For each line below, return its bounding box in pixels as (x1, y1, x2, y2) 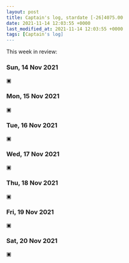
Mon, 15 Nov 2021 (6, 92, 59, 101)
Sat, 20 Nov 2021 (6, 236, 58, 245)
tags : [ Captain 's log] (6, 32, 64, 38)
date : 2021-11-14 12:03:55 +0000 (6, 20, 91, 26)
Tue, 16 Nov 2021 (6, 121, 58, 129)
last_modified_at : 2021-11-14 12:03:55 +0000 (6, 25, 123, 32)
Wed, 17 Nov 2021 (6, 150, 60, 158)
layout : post (6, 8, 39, 15)
